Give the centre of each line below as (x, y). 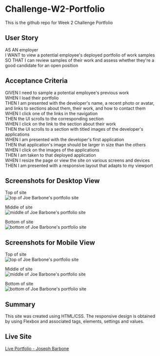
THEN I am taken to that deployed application (50, 155)
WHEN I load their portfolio (32, 98)
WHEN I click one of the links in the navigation (51, 113)
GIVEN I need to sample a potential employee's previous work (67, 93)
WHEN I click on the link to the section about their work (60, 124)
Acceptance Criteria (36, 81)
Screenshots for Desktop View (52, 180)
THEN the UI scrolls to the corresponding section (54, 119)
